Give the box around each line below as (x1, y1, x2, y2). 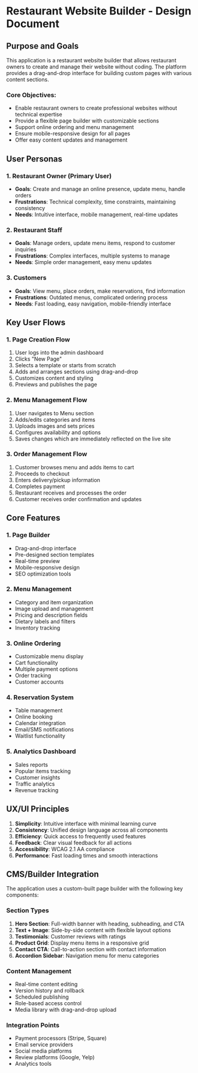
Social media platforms (14, 1047, 72, 1054)
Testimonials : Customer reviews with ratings (14, 933, 127, 940)
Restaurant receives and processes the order (14, 489, 127, 496)
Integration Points (6, 1021, 60, 1029)
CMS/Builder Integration (6, 869, 99, 879)
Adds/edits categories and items (14, 416, 96, 423)
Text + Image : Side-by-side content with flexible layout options (14, 926, 171, 934)
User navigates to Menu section (14, 409, 94, 416)
